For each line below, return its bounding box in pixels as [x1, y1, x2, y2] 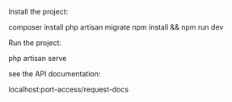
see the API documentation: [8, 69, 101, 79]
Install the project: [8, 7, 69, 16]
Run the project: [8, 38, 62, 47]
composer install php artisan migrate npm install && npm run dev [8, 22, 224, 31]
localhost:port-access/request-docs [8, 84, 129, 94]
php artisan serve [8, 54, 67, 63]
